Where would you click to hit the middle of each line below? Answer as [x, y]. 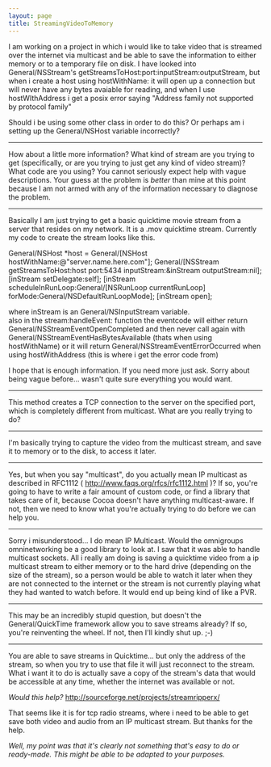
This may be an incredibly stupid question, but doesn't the [105, 615]
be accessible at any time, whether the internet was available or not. [122, 681]
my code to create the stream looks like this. [82, 237]
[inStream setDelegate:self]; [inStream [72, 279]
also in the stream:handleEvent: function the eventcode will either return [128, 320]
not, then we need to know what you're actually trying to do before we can [132, 508]
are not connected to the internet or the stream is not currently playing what [134, 584]
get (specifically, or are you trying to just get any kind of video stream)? [127, 162]
